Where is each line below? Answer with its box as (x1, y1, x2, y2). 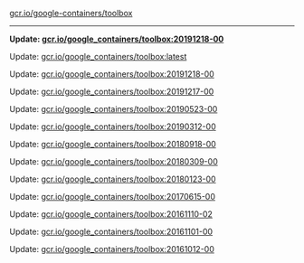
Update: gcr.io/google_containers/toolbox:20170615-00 (9, 192, 215, 202)
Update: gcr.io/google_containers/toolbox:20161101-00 (9, 226, 214, 237)
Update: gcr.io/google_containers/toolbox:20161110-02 (9, 209, 213, 220)
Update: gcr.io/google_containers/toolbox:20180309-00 (9, 156, 219, 166)
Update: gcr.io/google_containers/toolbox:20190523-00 (9, 104, 218, 114)
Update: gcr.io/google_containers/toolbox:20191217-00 (9, 86, 214, 97)
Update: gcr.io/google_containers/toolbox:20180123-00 (9, 174, 216, 184)
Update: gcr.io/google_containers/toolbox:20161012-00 (9, 244, 215, 254)
